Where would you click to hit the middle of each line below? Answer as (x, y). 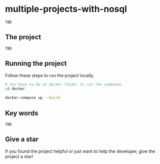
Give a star (22, 139)
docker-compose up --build (33, 98)
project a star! (19, 156)
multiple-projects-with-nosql (66, 9)
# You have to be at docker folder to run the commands (63, 84)
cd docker (15, 89)
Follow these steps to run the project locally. (50, 75)
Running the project (36, 64)
